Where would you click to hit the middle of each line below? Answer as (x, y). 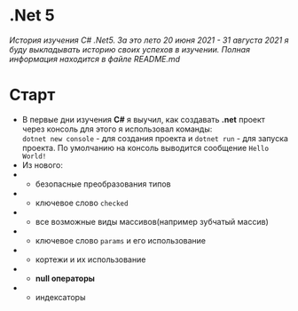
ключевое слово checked (82, 203)
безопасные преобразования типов (103, 184)
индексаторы (60, 297)
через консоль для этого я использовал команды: (117, 129)
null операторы (65, 278)
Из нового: (43, 164)
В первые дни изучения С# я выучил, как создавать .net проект (144, 119)
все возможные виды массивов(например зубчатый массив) (152, 221)
